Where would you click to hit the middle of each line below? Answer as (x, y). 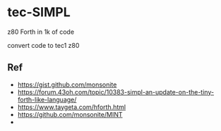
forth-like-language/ (47, 99)
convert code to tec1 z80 (43, 45)
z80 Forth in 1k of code (41, 32)
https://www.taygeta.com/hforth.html (71, 107)
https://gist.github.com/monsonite (67, 85)
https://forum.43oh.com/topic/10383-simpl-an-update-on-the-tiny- (115, 92)
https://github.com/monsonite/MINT (70, 114)
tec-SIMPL (39, 12)
